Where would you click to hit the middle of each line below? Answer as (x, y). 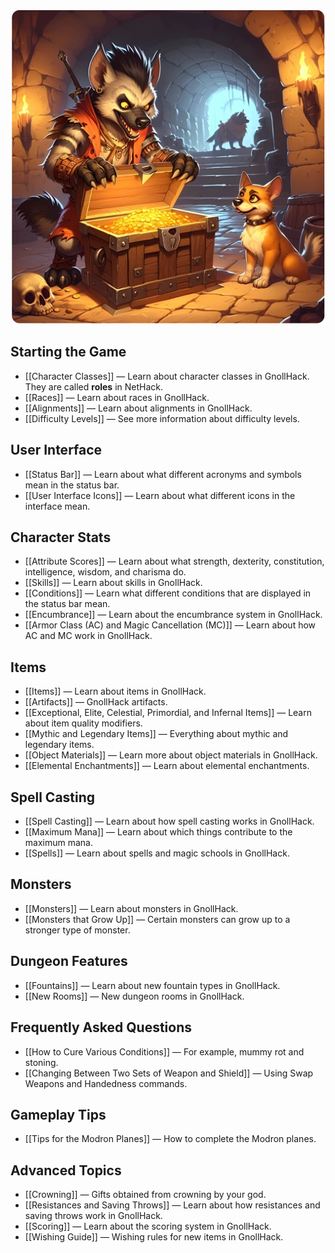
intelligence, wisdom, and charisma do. (105, 572)
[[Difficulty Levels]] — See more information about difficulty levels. (162, 418)
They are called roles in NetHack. (93, 386)
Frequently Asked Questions (101, 1027)
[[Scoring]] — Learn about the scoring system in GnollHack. (148, 1226)
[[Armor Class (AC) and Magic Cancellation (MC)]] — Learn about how (170, 625)
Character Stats (61, 537)
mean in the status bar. (72, 485)
